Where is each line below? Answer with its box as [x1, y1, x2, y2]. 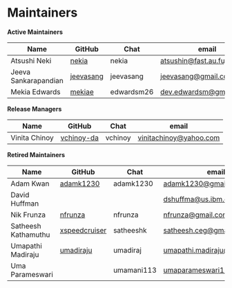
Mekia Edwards [10, 87, 61, 96]
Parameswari [10, 269, 54, 279]
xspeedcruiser [59, 225, 107, 235]
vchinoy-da [60, 133, 99, 143]
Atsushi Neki [10, 55, 52, 65]
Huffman [10, 199, 39, 208]
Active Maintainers [7, 28, 64, 36]
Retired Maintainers [7, 150, 66, 159]
